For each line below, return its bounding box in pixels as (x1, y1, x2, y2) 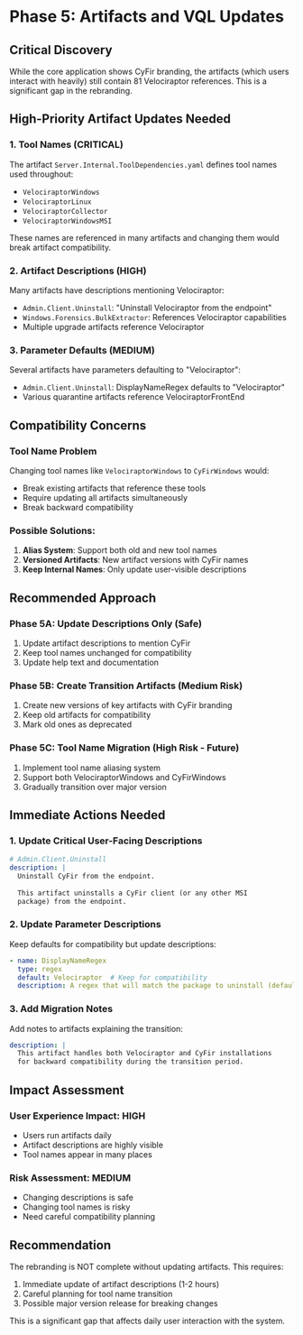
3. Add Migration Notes (9, 1003, 114, 1016)
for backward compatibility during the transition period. (17, 1057, 244, 1066)
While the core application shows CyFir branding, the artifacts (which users (9, 66, 289, 77)
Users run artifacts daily (22, 1129, 113, 1140)
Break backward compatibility (22, 502, 133, 512)
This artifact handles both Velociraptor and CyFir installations (17, 1049, 272, 1058)
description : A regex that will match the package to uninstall (17, 981, 264, 990)
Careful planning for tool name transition (22, 1288, 173, 1299)
